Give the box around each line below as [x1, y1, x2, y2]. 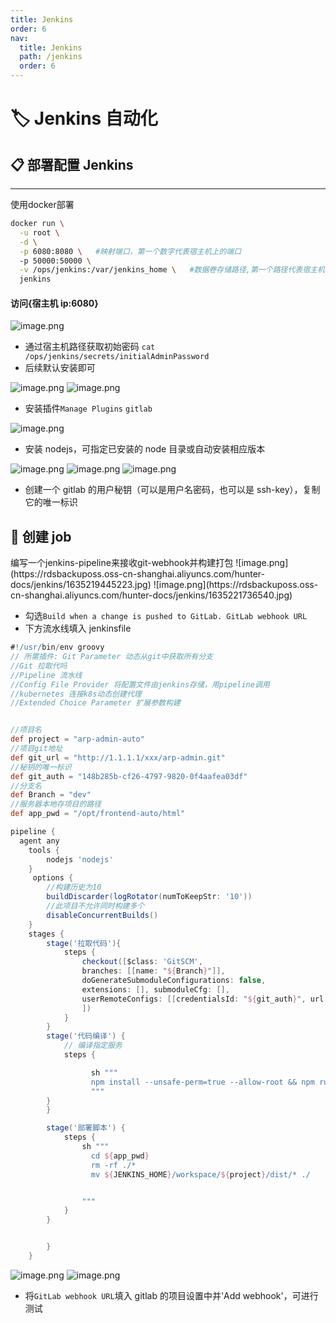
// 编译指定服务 [63, 1041, 123, 1051]
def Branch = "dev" [10, 790, 92, 800]
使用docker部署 [10, 199, 75, 210]
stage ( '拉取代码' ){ [46, 938, 122, 948]
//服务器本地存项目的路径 [10, 799, 102, 810]
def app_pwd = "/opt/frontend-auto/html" [10, 809, 186, 819]
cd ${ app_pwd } [90, 1151, 150, 1161]
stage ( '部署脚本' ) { [46, 1123, 126, 1133]
